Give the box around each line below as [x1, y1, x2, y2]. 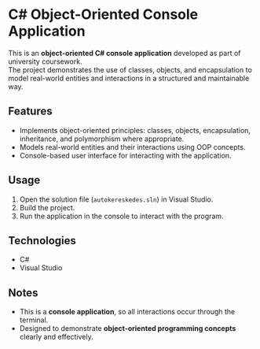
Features [8, 105, 53, 118]
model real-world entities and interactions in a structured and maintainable [8, 73, 250, 83]
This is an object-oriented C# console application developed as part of [8, 48, 241, 58]
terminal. [19, 315, 49, 325]
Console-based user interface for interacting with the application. [19, 150, 232, 160]
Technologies [8, 234, 77, 247]
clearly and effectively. [19, 332, 93, 342]
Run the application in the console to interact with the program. [19, 211, 224, 221]
